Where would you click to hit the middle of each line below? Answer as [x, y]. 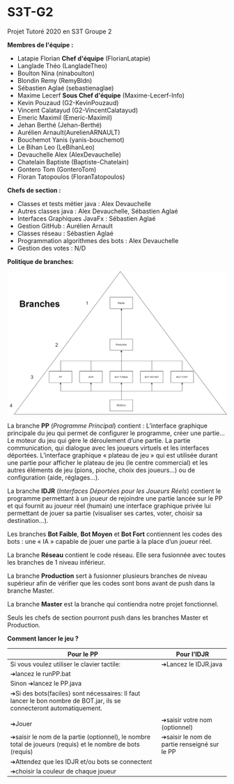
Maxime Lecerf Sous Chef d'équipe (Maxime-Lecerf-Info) [101, 95]
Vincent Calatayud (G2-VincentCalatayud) [77, 110]
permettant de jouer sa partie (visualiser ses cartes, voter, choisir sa [105, 513]
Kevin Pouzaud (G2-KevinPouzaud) [68, 102]
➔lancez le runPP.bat [40, 674]
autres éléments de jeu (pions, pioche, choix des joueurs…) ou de [101, 470]
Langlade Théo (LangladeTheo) [62, 65]
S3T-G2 [30, 12]
